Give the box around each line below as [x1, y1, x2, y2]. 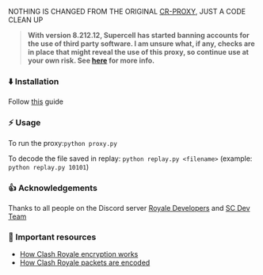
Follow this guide [8, 97, 64, 106]
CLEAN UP [8, 15, 44, 25]
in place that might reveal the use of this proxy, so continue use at [27, 48, 250, 56]
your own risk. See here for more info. [27, 55, 155, 65]
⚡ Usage [8, 117, 41, 128]
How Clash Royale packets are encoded [19, 258, 151, 268]
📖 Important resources [8, 231, 97, 243]
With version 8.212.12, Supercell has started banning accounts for [27, 31, 250, 40]
